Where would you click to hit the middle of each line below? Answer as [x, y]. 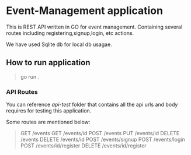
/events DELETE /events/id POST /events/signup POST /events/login [103, 140]
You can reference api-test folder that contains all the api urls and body [92, 105]
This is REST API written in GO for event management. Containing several [94, 27]
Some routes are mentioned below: [48, 122]
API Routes [22, 91]
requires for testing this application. [49, 111]
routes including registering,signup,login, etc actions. [70, 33]
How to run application [48, 63]
